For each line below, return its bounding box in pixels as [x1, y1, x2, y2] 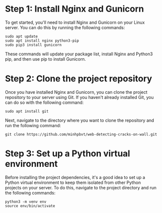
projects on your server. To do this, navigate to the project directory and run [5, 184, 157, 190]
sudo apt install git [5, 109, 49, 114]
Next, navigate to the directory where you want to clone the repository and [5, 117, 154, 123]
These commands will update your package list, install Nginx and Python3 [5, 51, 153, 57]
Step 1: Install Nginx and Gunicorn [5, 3, 144, 15]
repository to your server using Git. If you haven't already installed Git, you [5, 94, 154, 100]
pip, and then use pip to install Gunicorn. [5, 56, 86, 62]
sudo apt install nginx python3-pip [5, 38, 79, 43]
